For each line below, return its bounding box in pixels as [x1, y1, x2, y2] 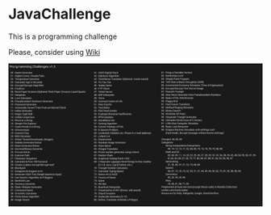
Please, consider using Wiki [8, 47, 101, 57]
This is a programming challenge [8, 32, 118, 41]
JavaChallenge [8, 5, 111, 23]
